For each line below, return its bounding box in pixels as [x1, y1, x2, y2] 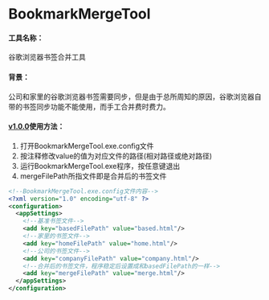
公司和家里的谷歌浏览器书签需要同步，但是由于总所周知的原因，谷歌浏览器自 [8, 92, 262, 101]
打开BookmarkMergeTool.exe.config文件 [19, 141, 154, 150]
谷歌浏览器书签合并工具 [8, 52, 86, 62]
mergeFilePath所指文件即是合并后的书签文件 [19, 171, 167, 181]
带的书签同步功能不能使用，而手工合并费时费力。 [8, 101, 170, 111]
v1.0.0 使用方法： [8, 121, 65, 131]
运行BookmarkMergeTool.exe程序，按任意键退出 [19, 161, 181, 171]
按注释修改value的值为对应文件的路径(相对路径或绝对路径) [19, 150, 213, 161]
